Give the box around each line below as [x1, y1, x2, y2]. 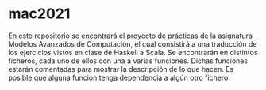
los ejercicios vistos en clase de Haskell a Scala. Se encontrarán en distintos [8, 47, 258, 57]
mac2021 [8, 5, 71, 23]
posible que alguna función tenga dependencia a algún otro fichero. [8, 73, 230, 82]
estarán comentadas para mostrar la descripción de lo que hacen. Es [8, 64, 234, 73]
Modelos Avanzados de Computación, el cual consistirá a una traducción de [8, 39, 257, 48]
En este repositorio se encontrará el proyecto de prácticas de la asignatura [8, 31, 253, 40]
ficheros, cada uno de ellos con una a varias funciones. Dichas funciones [8, 56, 249, 66]
